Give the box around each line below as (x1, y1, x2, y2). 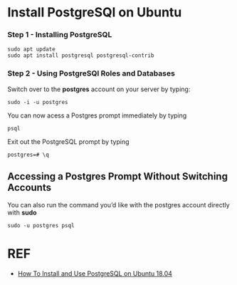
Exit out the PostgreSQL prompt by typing (7, 137, 130, 146)
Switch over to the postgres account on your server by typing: (7, 85, 191, 93)
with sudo (7, 208, 37, 217)
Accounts (7, 182, 52, 194)
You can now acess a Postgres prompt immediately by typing (7, 111, 187, 120)
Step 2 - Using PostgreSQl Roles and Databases (7, 68, 176, 78)
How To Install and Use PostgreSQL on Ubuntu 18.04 (17, 269, 173, 278)
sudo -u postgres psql (7, 222, 75, 229)
